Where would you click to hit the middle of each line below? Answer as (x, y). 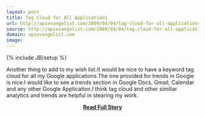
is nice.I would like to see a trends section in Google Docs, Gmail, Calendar (100, 82)
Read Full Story (103, 107)
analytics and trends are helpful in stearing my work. (72, 95)
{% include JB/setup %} (37, 58)
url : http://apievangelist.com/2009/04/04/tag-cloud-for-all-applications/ (105, 23)
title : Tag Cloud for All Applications (57, 18)
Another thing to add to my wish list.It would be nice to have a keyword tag (100, 69)
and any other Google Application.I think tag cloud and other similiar (92, 89)
